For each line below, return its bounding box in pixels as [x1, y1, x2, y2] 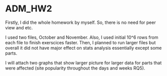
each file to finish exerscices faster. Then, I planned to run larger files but [5, 39, 156, 45]
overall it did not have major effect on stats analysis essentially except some [5, 45, 162, 51]
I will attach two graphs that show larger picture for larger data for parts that [5, 60, 162, 66]
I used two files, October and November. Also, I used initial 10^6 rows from [5, 34, 158, 40]
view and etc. [5, 24, 33, 30]
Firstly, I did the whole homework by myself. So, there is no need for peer [5, 19, 156, 25]
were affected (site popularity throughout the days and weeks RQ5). [5, 65, 145, 71]
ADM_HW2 [5, 3, 52, 14]
